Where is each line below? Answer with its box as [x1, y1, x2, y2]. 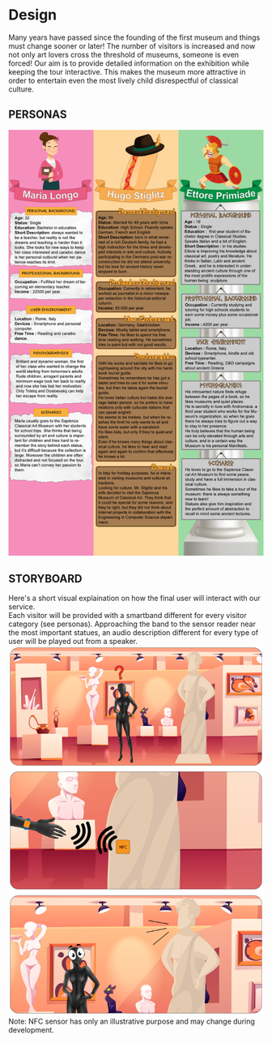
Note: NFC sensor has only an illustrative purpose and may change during [8, 1016, 255, 1027]
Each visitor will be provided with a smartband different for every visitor [8, 611, 247, 620]
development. [8, 1025, 54, 1035]
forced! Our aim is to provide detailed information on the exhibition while [8, 58, 249, 68]
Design [8, 6, 57, 24]
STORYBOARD [8, 572, 83, 586]
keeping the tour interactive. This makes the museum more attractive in [8, 67, 246, 76]
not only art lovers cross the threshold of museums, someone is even [8, 49, 240, 59]
